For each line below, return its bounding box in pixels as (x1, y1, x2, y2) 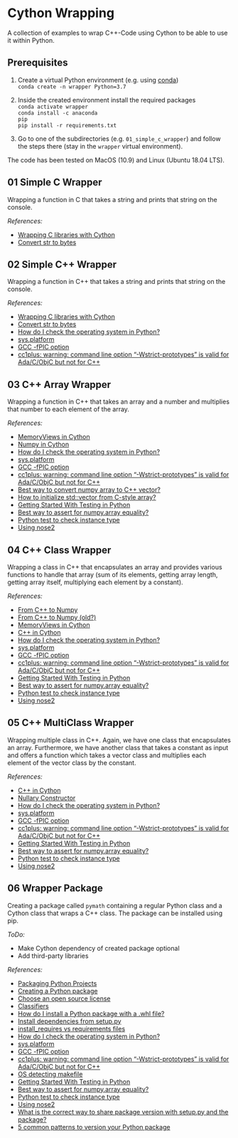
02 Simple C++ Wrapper (7, 258, 117, 270)
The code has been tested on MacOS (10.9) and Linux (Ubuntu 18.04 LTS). (7, 155, 225, 164)
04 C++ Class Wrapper (7, 544, 112, 556)
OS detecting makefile (17, 1070, 83, 1078)
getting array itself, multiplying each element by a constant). (7, 578, 183, 586)
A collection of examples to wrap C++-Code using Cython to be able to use (7, 28, 229, 37)
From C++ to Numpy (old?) (17, 613, 97, 621)
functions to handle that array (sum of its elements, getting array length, (7, 571, 218, 579)
